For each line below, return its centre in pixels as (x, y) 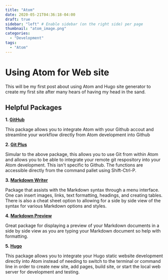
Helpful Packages (34, 107)
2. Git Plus (16, 145)
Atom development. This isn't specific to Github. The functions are (74, 165)
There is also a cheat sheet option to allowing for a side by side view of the (83, 201)
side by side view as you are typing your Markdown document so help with (83, 231)
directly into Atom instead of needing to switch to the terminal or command (83, 261)
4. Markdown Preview (29, 216)
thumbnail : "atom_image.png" (36, 29)
